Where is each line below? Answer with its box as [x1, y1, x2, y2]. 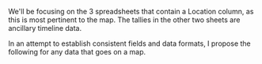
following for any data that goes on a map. [8, 47, 146, 56]
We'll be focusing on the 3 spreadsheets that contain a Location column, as [8, 7, 254, 16]
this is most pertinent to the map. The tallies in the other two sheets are [8, 15, 241, 24]
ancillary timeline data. [8, 24, 82, 32]
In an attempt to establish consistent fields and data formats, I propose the [8, 39, 251, 48]
